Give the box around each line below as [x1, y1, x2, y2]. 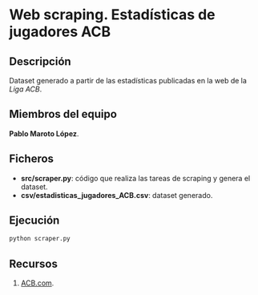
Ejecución [9, 214, 60, 228]
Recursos [9, 257, 58, 270]
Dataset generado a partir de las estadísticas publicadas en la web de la [9, 76, 248, 85]
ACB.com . [20, 278, 54, 288]
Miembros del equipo [9, 107, 117, 121]
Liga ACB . [9, 84, 42, 94]
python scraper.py [9, 235, 71, 243]
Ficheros [9, 152, 54, 166]
